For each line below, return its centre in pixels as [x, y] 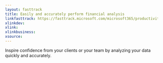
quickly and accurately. [28, 55]
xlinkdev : [15, 23]
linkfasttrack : [20, 18]
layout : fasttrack [24, 9]
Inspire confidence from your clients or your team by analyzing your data [78, 50]
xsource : [14, 37]
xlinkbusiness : [20, 32]
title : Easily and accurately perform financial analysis [65, 14]
